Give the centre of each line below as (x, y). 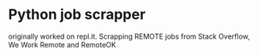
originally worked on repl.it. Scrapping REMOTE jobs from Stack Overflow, (129, 36)
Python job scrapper (77, 15)
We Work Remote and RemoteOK (62, 44)
